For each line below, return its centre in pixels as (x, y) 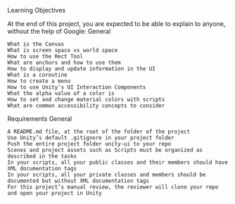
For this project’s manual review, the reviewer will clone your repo (113, 187)
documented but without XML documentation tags (78, 181)
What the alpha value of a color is (61, 94)
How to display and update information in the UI (82, 69)
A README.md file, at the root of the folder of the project (99, 132)
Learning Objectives (36, 10)
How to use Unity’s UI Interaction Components (77, 87)
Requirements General (40, 119)
